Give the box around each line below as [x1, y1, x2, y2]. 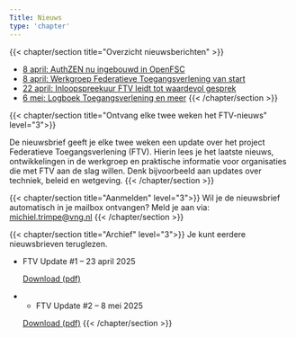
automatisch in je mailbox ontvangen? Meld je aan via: [9, 201, 210, 212]
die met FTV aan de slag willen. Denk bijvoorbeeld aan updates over [9, 165, 263, 176]
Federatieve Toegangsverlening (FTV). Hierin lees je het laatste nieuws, [9, 146, 274, 157]
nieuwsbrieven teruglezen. [9, 238, 108, 249]
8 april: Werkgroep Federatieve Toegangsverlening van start [22, 73, 246, 84]
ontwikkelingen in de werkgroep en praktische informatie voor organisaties [9, 155, 287, 166]
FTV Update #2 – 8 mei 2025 [35, 300, 144, 311]
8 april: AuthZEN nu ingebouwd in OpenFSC [22, 64, 186, 75]
